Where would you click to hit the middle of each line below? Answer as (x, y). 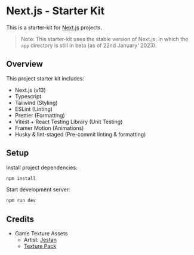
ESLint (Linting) (33, 109)
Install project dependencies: (42, 167)
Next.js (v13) (30, 90)
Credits (20, 219)
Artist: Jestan (40, 240)
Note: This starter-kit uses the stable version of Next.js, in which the (104, 39)
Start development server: (38, 189)
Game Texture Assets (41, 234)
